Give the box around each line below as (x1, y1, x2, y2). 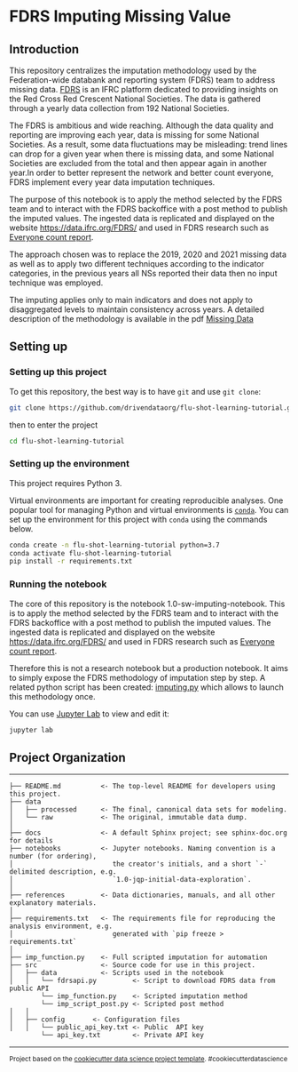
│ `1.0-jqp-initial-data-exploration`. (9, 876, 252, 884)
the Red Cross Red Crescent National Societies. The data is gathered (9, 93, 261, 104)
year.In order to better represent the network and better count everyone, (9, 167, 274, 178)
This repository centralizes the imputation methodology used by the (9, 65, 257, 76)
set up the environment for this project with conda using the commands (9, 514, 268, 524)
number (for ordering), (9, 852, 98, 861)
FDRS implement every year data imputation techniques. (9, 177, 216, 188)
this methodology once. (9, 691, 96, 701)
